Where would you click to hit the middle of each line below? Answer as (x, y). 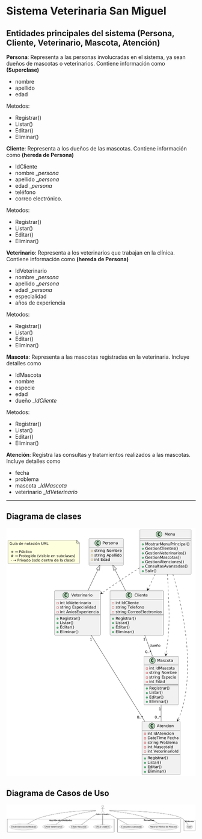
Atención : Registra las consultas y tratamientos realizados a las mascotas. (99, 455)
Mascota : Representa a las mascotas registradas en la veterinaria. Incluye (98, 357)
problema (27, 479)
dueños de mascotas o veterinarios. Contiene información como (86, 63)
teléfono (25, 192)
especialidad (31, 296)
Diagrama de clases (44, 517)
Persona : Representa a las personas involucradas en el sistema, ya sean (96, 57)
